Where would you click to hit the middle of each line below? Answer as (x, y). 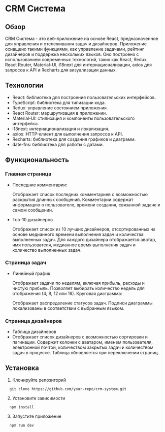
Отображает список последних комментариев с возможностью (80, 194)
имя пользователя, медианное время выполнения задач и (74, 245)
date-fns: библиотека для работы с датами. (58, 144)
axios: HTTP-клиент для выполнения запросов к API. (67, 134)
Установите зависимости (39, 398)
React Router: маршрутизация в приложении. (60, 113)
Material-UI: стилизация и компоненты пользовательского (73, 118)
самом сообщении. (33, 210)
